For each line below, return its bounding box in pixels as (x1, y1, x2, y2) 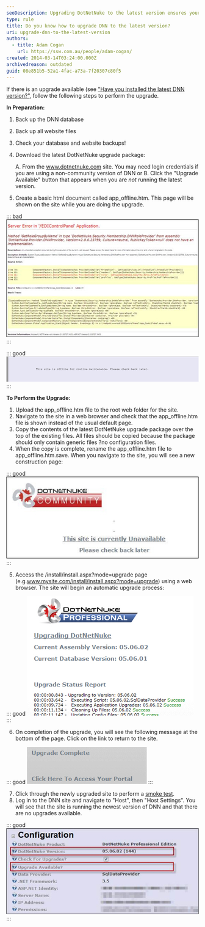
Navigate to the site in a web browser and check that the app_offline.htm (15, 413, 198, 420)
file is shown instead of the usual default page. (15, 419, 133, 427)
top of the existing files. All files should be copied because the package (15, 432, 195, 440)
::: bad (6, 213, 23, 220)
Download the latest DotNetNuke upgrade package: (15, 151, 145, 158)
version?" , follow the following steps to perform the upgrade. (6, 92, 159, 99)
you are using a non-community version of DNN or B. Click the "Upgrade (15, 169, 198, 176)
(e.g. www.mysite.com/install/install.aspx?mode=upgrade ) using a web (15, 578, 192, 585)
